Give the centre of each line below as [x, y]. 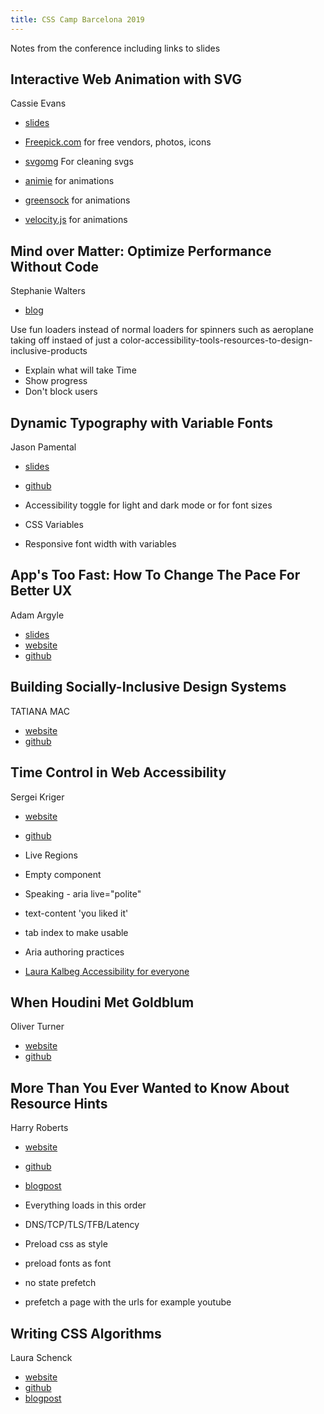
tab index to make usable [76, 932]
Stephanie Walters [48, 291]
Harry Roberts [39, 1128]
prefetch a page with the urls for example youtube [128, 1302]
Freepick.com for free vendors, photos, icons [118, 142]
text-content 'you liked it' [76, 913]
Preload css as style [66, 1244]
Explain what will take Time [80, 370]
